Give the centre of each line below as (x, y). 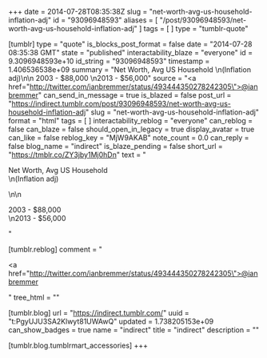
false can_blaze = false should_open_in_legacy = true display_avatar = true (132, 129)
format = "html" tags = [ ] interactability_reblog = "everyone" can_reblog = (131, 121)
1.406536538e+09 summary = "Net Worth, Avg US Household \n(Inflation (130, 70)
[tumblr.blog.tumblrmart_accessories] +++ (78, 345)
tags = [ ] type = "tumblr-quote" (196, 28)
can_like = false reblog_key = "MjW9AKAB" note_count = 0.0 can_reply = (129, 138)
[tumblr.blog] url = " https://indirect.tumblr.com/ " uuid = (99, 313)
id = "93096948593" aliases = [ (106, 20)
